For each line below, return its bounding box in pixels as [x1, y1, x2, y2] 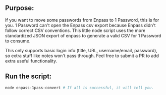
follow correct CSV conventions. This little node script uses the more [5, 27, 146, 33]
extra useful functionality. [5, 58, 57, 63]
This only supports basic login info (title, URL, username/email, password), [5, 47, 158, 53]
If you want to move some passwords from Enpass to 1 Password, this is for [5, 17, 160, 23]
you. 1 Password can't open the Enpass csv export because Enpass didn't [5, 22, 156, 28]
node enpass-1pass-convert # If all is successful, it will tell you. [5, 85, 154, 90]
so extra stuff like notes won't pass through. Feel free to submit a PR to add [5, 53, 159, 59]
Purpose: [5, 4, 34, 12]
